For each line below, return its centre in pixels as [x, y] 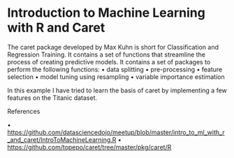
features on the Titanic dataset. [52, 98]
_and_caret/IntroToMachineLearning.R [62, 139]
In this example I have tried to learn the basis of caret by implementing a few [117, 90]
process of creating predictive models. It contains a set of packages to [109, 62]
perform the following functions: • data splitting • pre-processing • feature [115, 69]
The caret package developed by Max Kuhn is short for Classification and [113, 47]
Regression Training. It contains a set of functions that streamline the [107, 55]
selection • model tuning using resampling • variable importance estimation [116, 77]
